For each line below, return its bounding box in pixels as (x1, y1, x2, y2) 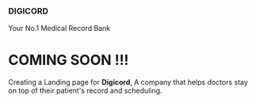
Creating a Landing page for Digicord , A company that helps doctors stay (8, 78, 248, 87)
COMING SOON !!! (8, 51, 129, 69)
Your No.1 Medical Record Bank (8, 24, 111, 33)
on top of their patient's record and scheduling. (8, 86, 162, 96)
